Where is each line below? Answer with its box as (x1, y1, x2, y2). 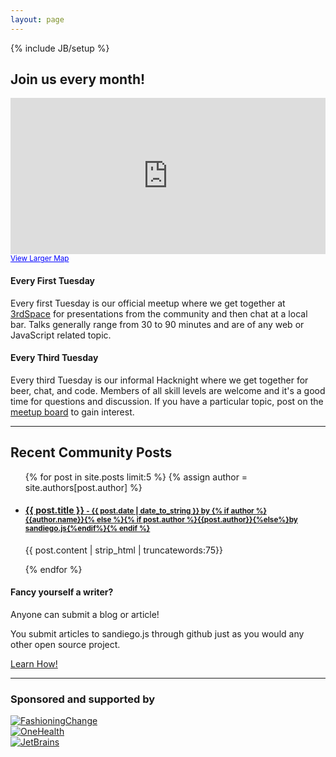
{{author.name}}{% (24, 515, 96, 525)
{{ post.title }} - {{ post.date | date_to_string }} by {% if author (24, 504, 255, 516)
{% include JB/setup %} (10, 42, 110, 54)
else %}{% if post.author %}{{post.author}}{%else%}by (96, 515, 298, 525)
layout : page (10, 14, 65, 25)
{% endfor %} (24, 563, 83, 575)
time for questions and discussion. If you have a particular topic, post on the (10, 395, 324, 407)
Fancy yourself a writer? (10, 586, 114, 598)
